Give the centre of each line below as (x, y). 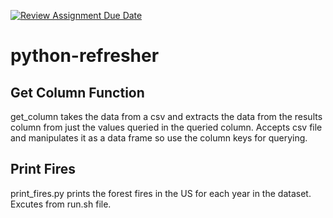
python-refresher (85, 56)
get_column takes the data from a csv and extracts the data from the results (166, 116)
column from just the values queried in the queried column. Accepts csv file (166, 127)
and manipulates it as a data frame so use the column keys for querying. (159, 138)
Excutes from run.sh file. (61, 204)
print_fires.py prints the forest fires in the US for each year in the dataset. (161, 193)
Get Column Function (77, 92)
